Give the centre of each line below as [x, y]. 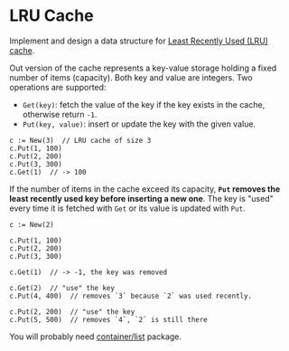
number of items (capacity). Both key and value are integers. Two [131, 77]
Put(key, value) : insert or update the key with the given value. [139, 124]
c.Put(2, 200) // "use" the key [72, 312]
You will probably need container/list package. [96, 337]
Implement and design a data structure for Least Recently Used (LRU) [139, 41]
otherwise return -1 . [60, 114]
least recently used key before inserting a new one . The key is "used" [141, 198]
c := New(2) [32, 224]
